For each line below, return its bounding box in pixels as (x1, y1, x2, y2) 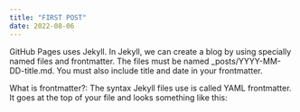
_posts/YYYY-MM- (211, 56, 282, 66)
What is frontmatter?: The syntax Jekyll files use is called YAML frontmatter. (9, 82, 292, 93)
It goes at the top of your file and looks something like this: (9, 91, 228, 103)
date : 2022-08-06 (9, 22, 75, 30)
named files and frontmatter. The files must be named (9, 56, 210, 66)
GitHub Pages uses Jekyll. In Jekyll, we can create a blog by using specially (9, 46, 292, 56)
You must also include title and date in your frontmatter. (56, 65, 263, 76)
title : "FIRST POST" (9, 13, 88, 22)
